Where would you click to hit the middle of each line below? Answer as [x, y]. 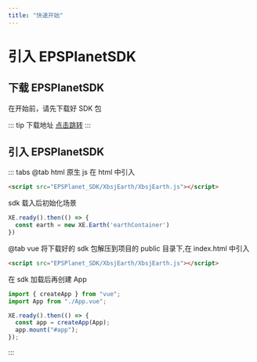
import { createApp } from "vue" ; [65, 294]
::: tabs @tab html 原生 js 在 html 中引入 [72, 172]
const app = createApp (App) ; [63, 323]
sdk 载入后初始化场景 [42, 203]
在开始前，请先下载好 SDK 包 [55, 108]
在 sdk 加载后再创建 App [48, 279]
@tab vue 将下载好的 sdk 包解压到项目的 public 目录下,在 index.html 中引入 [129, 248]
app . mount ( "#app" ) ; [47, 330]
